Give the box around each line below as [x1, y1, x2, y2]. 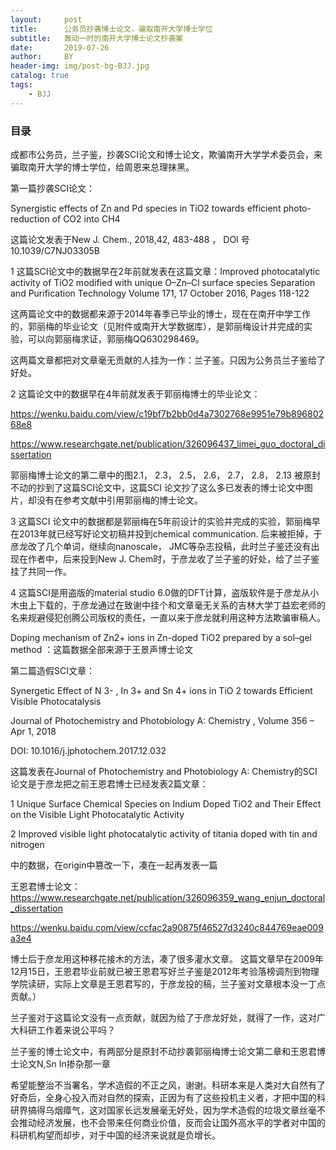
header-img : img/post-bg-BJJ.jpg [10, 61, 150, 71]
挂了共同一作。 [10, 565, 72, 577]
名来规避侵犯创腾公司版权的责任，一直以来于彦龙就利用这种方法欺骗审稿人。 [10, 611, 326, 623]
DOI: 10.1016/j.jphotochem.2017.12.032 [10, 744, 167, 756]
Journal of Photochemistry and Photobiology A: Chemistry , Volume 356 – [10, 714, 315, 726]
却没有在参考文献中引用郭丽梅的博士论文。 [27, 494, 203, 506]
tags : [10, 80, 33, 90]
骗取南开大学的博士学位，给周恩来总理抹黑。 [10, 161, 195, 173]
